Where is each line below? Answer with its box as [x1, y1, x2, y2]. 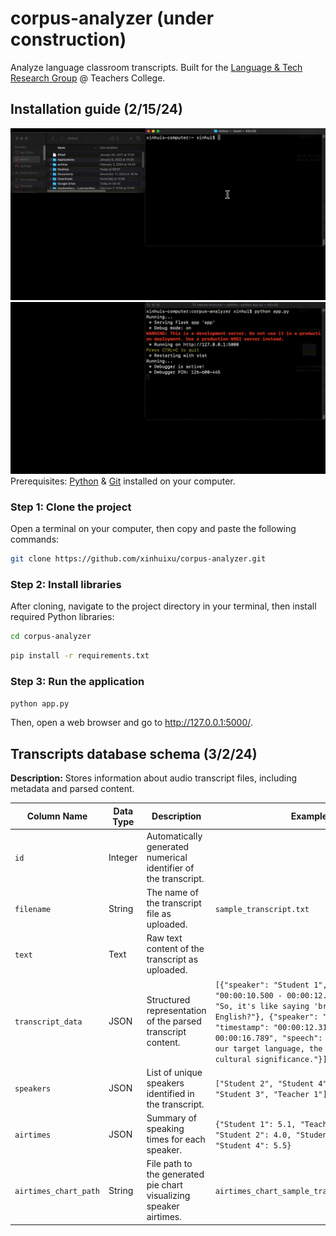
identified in [146, 1087, 195, 1099]
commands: [10, 533, 60, 546]
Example [290, 810, 328, 822]
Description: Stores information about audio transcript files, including [10, 772, 298, 784]
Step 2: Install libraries [10, 578, 122, 592]
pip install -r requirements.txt [10, 651, 150, 661]
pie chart [146, 1179, 183, 1191]
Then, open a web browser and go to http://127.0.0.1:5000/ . [10, 717, 253, 729]
